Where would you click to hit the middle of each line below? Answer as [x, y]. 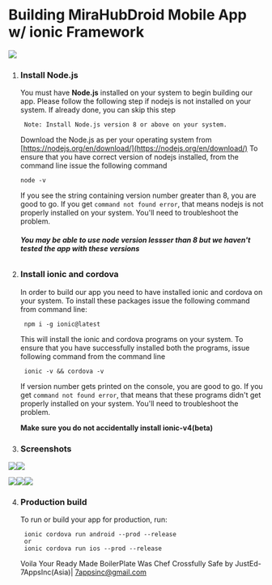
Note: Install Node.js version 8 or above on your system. [125, 125]
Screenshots [46, 449]
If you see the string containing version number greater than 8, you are [138, 195]
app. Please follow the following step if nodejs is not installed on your [136, 101]
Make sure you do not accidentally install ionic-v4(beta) [116, 428]
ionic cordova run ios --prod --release [93, 549]
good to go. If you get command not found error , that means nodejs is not [142, 204]
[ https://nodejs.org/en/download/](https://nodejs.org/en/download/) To [139, 148]
